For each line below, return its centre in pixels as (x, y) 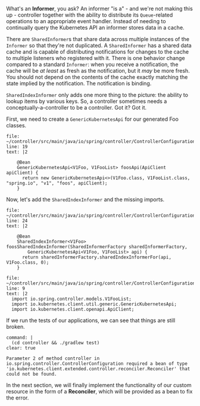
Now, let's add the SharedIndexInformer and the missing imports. (85, 199)
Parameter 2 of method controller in (53, 358)
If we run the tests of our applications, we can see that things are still (91, 320)
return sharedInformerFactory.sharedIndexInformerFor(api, (96, 257)
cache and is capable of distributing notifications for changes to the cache (98, 52)
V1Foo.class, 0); (28, 263)
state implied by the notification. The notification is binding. (79, 83)
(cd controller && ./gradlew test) (56, 343)
